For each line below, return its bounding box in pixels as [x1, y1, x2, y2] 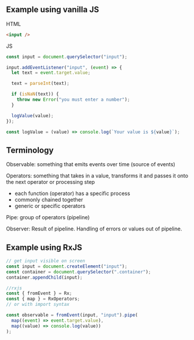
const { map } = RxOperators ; [6, 296, 81, 302]
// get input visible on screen [6, 258, 85, 264]
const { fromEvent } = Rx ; [6, 291, 72, 296]
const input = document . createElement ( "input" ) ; [6, 263, 128, 269]
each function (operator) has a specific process [14, 190, 131, 197]
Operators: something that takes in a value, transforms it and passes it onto [6, 172, 189, 179]
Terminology [6, 145, 54, 155]
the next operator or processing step [6, 179, 95, 186]
